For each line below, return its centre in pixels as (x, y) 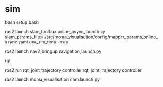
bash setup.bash (22, 22)
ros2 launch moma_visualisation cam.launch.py (52, 79)
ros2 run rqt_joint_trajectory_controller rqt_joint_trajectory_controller (73, 70)
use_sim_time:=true (49, 42)
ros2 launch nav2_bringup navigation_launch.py (53, 51)
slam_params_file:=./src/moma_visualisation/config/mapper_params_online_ (81, 37)
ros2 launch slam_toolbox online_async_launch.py (55, 31)
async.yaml (17, 42)
